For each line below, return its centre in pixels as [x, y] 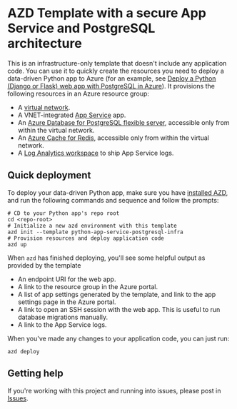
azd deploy [24, 351]
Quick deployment [49, 175]
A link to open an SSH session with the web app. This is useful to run [119, 309]
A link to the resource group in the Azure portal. [88, 286]
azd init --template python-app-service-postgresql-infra [95, 232]
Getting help [35, 374]
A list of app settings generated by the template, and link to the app [117, 294]
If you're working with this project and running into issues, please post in [114, 390]
